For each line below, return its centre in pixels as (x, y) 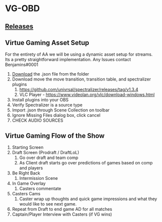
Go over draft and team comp (49, 158)
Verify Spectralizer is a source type (47, 105)
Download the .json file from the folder (50, 74)
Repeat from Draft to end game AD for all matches (62, 209)
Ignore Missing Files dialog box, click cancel (56, 115)
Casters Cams (26, 194)
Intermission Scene (39, 178)
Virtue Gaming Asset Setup (47, 42)
